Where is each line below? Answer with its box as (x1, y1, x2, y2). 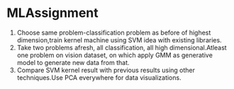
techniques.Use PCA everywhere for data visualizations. (16, 73, 182, 82)
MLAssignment (6, 5, 99, 21)
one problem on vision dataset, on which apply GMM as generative (16, 51, 213, 59)
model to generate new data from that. (16, 58, 130, 66)
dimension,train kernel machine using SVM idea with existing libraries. (16, 35, 222, 44)
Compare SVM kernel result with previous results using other (16, 66, 196, 74)
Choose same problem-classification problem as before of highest (16, 28, 211, 37)
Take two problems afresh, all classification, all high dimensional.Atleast (16, 43, 228, 52)
